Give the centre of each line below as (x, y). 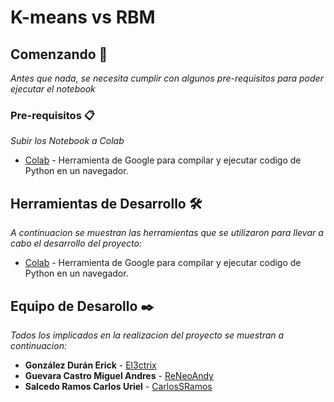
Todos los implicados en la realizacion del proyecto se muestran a (147, 335)
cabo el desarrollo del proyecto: (76, 243)
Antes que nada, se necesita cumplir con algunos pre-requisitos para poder (167, 78)
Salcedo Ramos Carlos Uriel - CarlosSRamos (118, 386)
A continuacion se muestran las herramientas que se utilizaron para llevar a (167, 233)
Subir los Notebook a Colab (67, 141)
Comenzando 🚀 (59, 54)
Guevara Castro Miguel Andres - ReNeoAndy (119, 375)
